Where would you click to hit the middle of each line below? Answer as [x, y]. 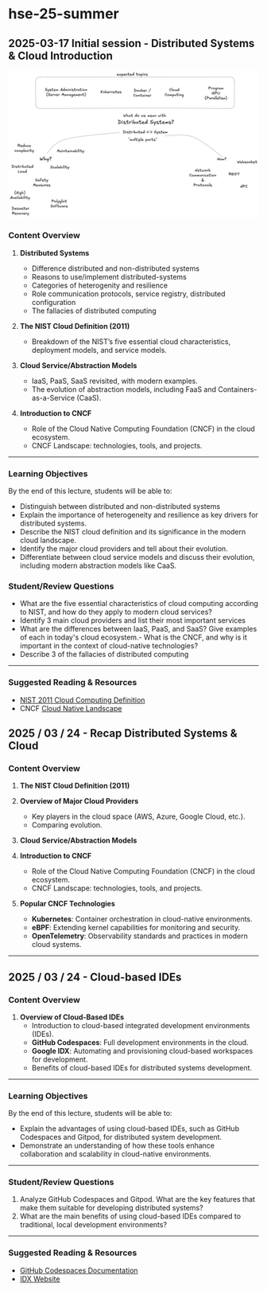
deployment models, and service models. [99, 350]
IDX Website [40, 1278]
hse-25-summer [64, 14]
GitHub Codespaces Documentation [79, 1270]
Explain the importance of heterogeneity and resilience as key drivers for [139, 514]
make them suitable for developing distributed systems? [112, 1208]
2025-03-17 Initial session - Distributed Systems [132, 43]
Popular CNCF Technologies [67, 904]
